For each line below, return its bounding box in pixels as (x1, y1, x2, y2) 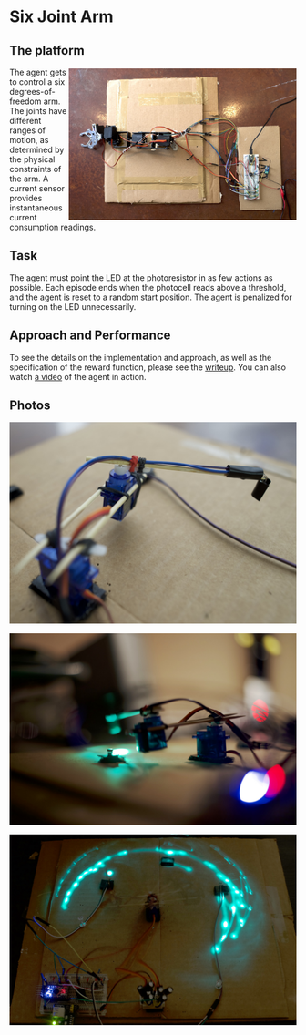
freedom (9, 96, 42, 107)
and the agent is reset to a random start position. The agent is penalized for (9, 292, 293, 302)
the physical (9, 154, 56, 165)
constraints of (9, 164, 62, 174)
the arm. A (9, 173, 49, 184)
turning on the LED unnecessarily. (9, 301, 137, 312)
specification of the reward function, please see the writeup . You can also (9, 362, 287, 373)
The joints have (9, 106, 67, 116)
